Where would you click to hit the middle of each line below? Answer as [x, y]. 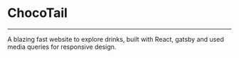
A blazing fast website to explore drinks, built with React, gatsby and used [116, 39]
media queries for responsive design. [62, 47]
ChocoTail [37, 13]
